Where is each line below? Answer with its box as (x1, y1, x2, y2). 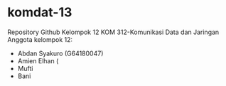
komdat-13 (7, 4, 72, 21)
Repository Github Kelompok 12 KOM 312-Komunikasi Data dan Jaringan (7, 28, 220, 36)
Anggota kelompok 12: (7, 35, 73, 43)
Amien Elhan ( (17, 56, 59, 65)
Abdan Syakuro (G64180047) (17, 49, 104, 58)
